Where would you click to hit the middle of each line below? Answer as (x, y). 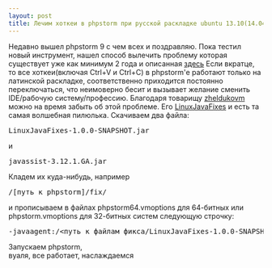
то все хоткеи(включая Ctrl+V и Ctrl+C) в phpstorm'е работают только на (135, 72)
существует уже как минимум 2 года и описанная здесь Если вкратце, (132, 63)
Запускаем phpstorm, (45, 246)
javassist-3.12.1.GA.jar (57, 161)
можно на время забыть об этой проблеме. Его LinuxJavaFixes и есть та (134, 107)
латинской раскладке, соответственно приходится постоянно (116, 81)
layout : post (30, 16)
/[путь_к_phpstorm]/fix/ (57, 192)
